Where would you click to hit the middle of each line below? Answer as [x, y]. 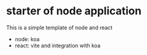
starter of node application [74, 11]
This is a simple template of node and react [59, 27]
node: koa [27, 39]
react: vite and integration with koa [57, 45]
